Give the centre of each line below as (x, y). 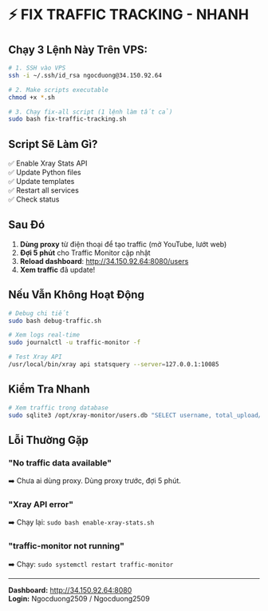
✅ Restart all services (44, 190)
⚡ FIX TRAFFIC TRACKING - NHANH (129, 15)
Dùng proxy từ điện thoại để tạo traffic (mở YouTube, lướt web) (123, 244)
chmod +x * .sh (32, 97)
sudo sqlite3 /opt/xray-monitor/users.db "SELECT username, (110, 415)
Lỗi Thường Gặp (49, 440)
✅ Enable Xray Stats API (48, 163)
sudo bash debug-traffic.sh (55, 321)
